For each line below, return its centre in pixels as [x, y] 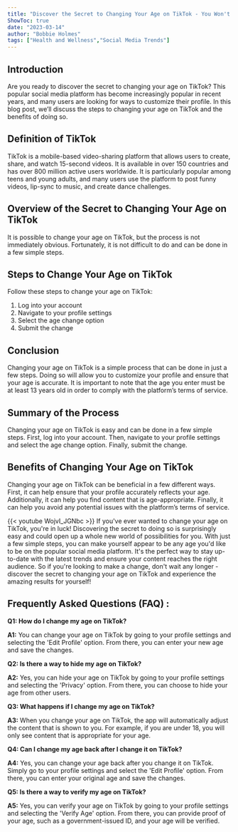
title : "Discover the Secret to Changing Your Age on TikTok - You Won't [119, 14]
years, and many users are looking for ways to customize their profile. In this [119, 101]
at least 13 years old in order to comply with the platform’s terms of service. [118, 390]
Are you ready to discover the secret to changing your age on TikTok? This [117, 86]
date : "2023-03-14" [36, 27]
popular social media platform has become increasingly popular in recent [114, 94]
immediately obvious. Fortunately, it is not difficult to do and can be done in [118, 244]
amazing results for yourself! [49, 581]
